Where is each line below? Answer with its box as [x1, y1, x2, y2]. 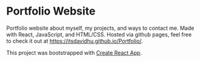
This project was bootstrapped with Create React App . [6, 49, 142, 56]
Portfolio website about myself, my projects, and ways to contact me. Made [6, 24, 195, 32]
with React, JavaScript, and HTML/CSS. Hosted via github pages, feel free [6, 30, 192, 38]
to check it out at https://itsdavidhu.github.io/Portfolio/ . [6, 37, 144, 44]
